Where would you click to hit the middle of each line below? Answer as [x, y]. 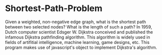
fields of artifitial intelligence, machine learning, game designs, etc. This [77, 42]
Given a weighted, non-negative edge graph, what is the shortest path [76, 22]
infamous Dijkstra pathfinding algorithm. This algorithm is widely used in [78, 37]
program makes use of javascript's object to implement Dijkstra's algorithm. [81, 47]
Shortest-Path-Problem [54, 8]
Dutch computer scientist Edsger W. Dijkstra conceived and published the [79, 32]
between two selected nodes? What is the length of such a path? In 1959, [79, 27]
